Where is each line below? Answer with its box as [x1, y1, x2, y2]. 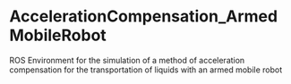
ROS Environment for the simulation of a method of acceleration [9, 55, 245, 65]
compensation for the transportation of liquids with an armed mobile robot [9, 64, 283, 75]
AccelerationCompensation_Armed [9, 6, 278, 27]
